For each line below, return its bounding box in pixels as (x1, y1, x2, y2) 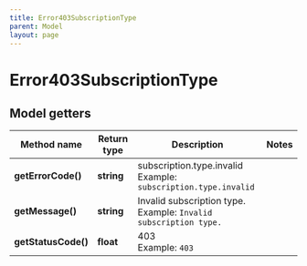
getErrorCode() (14, 169, 82, 182)
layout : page (9, 30, 59, 39)
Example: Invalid (137, 206, 213, 219)
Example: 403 (137, 241, 194, 254)
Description (171, 138, 224, 151)
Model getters (9, 106, 91, 121)
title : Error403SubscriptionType (9, 13, 137, 23)
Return (97, 133, 129, 146)
